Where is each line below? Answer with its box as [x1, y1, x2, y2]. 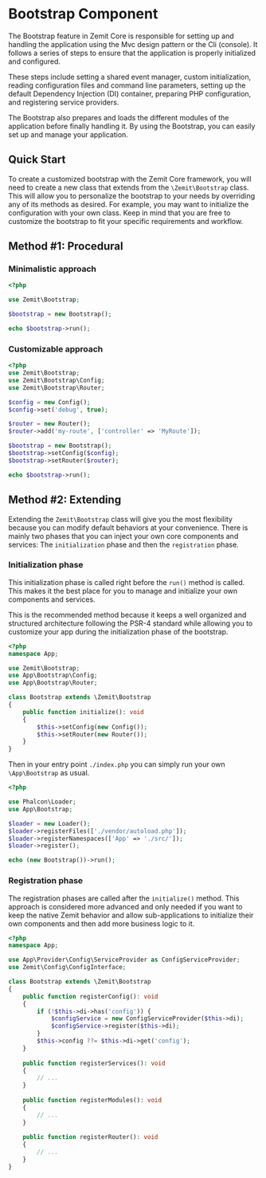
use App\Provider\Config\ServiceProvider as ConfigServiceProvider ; [8, 956, 241, 964]
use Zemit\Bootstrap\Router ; [8, 383, 105, 391]
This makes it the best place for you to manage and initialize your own [8, 586, 238, 595]
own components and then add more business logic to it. [8, 918, 195, 929]
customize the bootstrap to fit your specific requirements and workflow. [8, 216, 244, 226]
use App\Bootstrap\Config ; [8, 671, 98, 680]
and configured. [8, 57, 61, 66]
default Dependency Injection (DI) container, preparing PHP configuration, [8, 88, 252, 98]
